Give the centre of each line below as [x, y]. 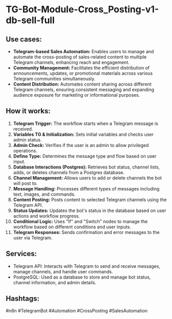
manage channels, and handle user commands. [63, 271]
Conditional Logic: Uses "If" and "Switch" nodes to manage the [80, 221]
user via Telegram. [33, 238]
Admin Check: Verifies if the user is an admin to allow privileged [81, 145]
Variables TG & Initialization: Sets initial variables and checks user [83, 134]
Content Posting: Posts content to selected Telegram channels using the [90, 199]
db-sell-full [30, 20]
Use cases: [24, 39]
